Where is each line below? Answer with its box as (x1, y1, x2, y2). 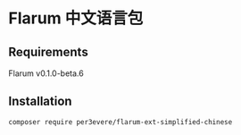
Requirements (8, 44, 88, 59)
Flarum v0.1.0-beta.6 (8, 68, 84, 79)
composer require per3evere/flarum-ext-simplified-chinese (8, 117, 233, 126)
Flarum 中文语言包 (8, 8, 144, 29)
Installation (8, 94, 72, 109)
